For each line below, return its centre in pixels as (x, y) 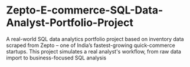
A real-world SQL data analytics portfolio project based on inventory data (95, 39)
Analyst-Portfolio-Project (70, 23)
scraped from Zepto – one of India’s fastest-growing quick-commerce (91, 45)
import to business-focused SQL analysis (56, 58)
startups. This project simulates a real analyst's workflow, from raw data (94, 51)
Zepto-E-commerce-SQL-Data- (85, 10)
